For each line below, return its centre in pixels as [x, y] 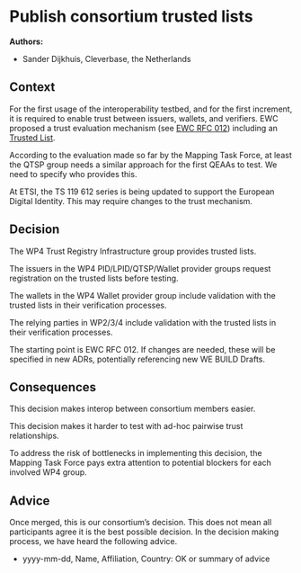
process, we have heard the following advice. [93, 542]
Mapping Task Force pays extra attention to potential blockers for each [140, 463]
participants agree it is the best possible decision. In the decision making [144, 532]
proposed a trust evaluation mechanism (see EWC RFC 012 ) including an [144, 128]
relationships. [35, 436]
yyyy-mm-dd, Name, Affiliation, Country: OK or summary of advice [146, 559]
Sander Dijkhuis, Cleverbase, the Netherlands [106, 58]
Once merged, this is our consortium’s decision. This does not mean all [141, 523]
